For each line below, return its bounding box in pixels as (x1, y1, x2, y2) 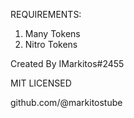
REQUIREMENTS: (10, 9, 82, 20)
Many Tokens (24, 28, 81, 39)
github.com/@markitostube (10, 97, 123, 108)
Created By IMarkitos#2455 (10, 58, 125, 69)
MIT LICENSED (10, 77, 72, 89)
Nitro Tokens (24, 39, 78, 50)
